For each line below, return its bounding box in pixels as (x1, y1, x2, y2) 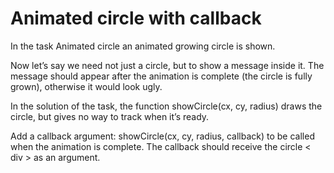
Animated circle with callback (10, 7, 262, 30)
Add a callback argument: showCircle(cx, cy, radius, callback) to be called (10, 130, 315, 142)
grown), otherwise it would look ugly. (10, 80, 163, 92)
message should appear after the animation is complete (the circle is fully (10, 70, 313, 82)
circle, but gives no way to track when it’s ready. (10, 110, 210, 122)
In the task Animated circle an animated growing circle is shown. (10, 40, 276, 52)
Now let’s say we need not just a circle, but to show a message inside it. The (10, 59, 325, 71)
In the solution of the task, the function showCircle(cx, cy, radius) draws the (10, 100, 323, 112)
